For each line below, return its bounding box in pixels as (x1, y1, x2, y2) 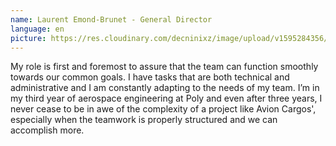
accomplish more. (10, 124, 85, 136)
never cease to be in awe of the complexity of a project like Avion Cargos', (10, 103, 317, 115)
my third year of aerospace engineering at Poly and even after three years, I (10, 92, 323, 105)
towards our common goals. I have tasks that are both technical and (10, 71, 290, 83)
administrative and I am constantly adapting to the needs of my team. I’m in (10, 82, 320, 94)
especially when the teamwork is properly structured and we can (10, 114, 278, 126)
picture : (10, 33, 47, 43)
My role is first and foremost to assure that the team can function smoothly (10, 61, 319, 73)
